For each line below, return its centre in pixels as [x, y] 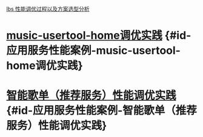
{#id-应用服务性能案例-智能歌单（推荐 [101, 111]
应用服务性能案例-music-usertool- [93, 51]
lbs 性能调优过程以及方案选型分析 [48, 9]
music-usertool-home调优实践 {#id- [99, 36]
